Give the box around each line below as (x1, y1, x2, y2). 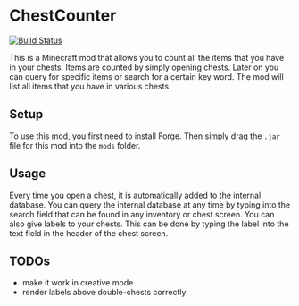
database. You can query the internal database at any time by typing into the (9, 199, 291, 210)
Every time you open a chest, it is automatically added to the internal (9, 190, 262, 200)
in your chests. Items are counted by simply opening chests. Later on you (9, 62, 279, 72)
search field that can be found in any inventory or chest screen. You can (9, 208, 275, 219)
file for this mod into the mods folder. (9, 140, 141, 150)
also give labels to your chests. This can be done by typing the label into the (9, 218, 289, 229)
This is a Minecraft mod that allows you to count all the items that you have (9, 52, 285, 63)
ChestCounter (9, 5, 117, 26)
